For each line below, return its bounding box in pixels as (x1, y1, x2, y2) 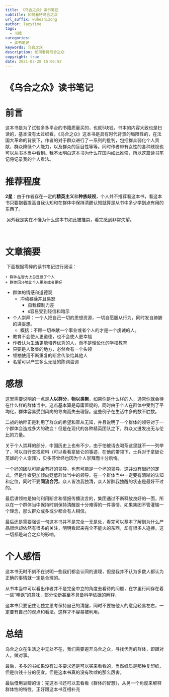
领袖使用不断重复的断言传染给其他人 (12, 352, 88, 358)
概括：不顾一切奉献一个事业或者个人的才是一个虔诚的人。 (20, 327, 139, 333)
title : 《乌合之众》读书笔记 (5, 7, 59, 13)
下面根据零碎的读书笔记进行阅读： (6, 264, 77, 270)
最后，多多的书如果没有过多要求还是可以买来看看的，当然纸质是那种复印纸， (5, 663, 164, 669)
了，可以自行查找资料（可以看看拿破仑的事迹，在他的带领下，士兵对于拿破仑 (5, 449, 164, 455)
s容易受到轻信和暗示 (27, 308, 70, 314)
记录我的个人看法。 (14, 156, 54, 162)
